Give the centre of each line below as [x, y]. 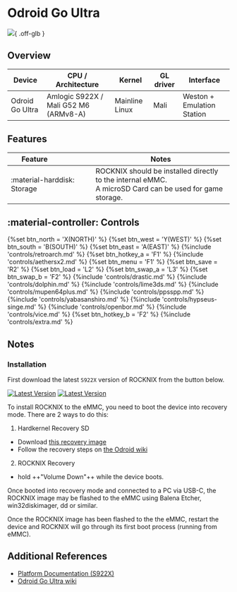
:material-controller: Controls [73, 222]
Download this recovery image [62, 442]
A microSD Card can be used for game [159, 189]
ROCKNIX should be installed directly [157, 171]
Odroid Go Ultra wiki [47, 581]
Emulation [199, 105]
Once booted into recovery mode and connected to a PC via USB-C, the [112, 491]
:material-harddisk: [43, 179]
